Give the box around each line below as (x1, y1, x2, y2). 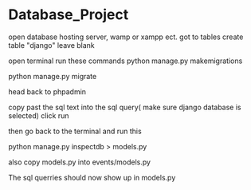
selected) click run (8, 110, 69, 121)
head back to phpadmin (8, 86, 86, 97)
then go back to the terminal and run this (8, 126, 142, 136)
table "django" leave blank (8, 40, 96, 49)
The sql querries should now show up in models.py (8, 172, 176, 182)
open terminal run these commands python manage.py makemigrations (8, 56, 243, 65)
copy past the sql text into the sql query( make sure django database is (8, 102, 241, 112)
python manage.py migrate (8, 71, 97, 81)
